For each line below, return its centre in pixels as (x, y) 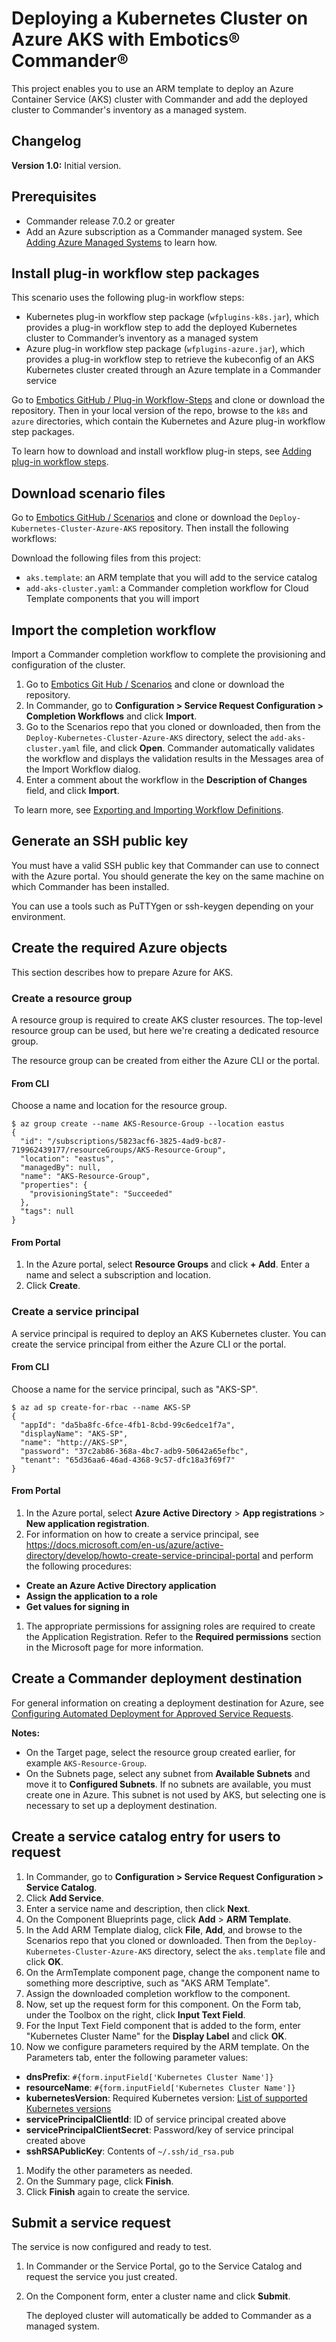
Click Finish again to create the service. (108, 2191)
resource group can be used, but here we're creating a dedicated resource (165, 1030)
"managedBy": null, (61, 1168)
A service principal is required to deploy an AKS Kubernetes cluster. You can (169, 1333)
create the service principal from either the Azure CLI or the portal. (149, 1344)
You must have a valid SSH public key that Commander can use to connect (165, 865)
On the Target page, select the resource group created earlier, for (160, 1752)
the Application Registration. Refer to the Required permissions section (173, 1637)
